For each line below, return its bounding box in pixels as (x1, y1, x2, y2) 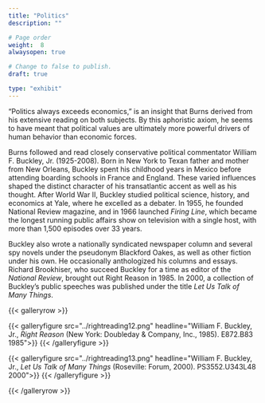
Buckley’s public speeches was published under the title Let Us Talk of (8, 281, 240, 291)
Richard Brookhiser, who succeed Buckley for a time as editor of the (8, 264, 232, 274)
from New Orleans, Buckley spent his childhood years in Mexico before (8, 164, 242, 174)
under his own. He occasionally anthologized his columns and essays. (8, 256, 238, 266)
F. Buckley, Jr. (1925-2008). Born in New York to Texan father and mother (8, 156, 249, 165)
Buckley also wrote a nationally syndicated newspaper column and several (8, 239, 253, 248)
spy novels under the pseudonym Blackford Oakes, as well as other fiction (8, 247, 251, 257)
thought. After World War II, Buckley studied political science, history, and (8, 189, 250, 200)
